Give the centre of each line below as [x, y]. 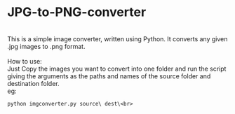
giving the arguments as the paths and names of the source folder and [109, 76]
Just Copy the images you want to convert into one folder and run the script [117, 69]
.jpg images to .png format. [46, 46]
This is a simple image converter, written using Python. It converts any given [117, 38]
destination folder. [33, 83]
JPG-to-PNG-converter [77, 12]
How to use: [25, 61]
